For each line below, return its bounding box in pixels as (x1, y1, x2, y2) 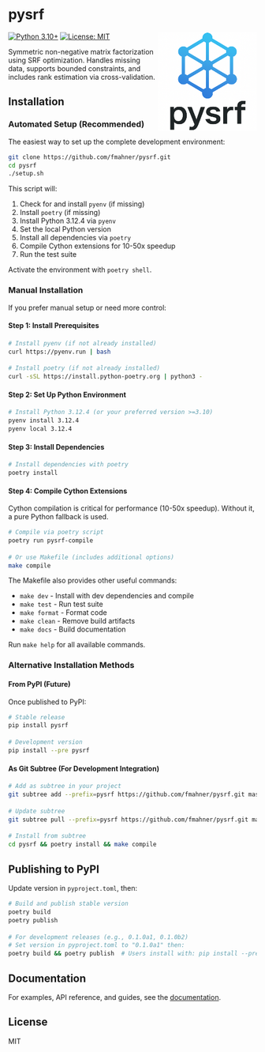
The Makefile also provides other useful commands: (8, 575, 177, 586)
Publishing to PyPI (8, 862, 100, 876)
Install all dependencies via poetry (19, 233, 132, 243)
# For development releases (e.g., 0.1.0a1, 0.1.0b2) (8, 933, 189, 941)
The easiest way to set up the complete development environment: (8, 137, 226, 146)
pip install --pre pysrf (8, 747, 90, 755)
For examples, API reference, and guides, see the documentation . (8, 992, 222, 1001)
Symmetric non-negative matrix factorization (8, 47, 154, 56)
